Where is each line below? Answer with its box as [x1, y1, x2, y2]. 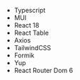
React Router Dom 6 [13, 67, 73, 74]
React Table [13, 28, 50, 37]
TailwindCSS [13, 44, 52, 52]
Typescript [13, 6, 46, 14]
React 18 [13, 21, 40, 29]
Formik [13, 51, 35, 59]
